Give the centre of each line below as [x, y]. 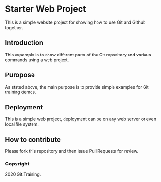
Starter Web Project [46, 9]
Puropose [20, 75]
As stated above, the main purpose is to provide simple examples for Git [77, 87]
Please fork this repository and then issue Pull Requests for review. [72, 151]
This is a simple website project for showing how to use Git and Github [75, 22]
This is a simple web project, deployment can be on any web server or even [81, 119]
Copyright [17, 164]
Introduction [24, 43]
